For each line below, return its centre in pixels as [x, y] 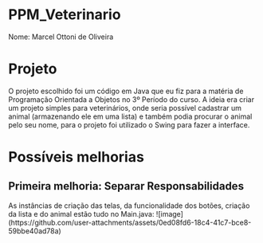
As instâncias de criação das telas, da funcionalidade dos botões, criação [129, 206]
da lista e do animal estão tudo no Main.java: [81, 214]
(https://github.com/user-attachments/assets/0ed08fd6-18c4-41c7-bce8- [130, 222]
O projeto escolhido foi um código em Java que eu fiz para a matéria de [126, 91]
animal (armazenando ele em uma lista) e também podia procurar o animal [130, 116]
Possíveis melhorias [77, 157]
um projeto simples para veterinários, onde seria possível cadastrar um [125, 108]
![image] [169, 214]
